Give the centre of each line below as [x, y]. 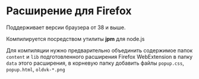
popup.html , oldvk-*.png [36, 69]
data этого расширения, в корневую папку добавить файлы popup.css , [95, 63]
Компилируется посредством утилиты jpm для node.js [75, 39]
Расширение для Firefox [69, 11]
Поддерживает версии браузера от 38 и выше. [66, 27]
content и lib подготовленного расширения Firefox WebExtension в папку [99, 56]
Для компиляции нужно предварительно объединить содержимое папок [99, 50]
